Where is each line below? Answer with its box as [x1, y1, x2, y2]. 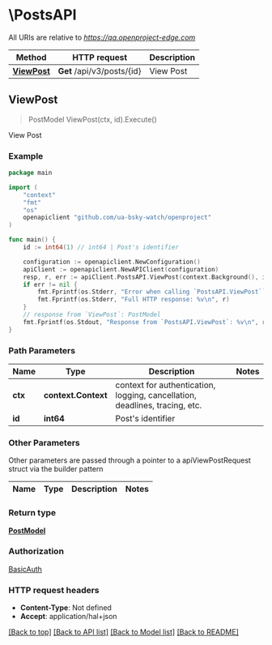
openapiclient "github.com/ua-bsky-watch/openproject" [23, 213, 212, 222]
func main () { [8, 236, 57, 244]
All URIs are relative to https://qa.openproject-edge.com [8, 32, 196, 42]
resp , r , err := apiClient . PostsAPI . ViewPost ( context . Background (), [23, 273, 259, 281]
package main [8, 169, 53, 177]
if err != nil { [23, 280, 79, 288]
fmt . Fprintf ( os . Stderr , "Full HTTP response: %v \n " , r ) [37, 296, 230, 304]
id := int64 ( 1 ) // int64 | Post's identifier [23, 243, 180, 252]
